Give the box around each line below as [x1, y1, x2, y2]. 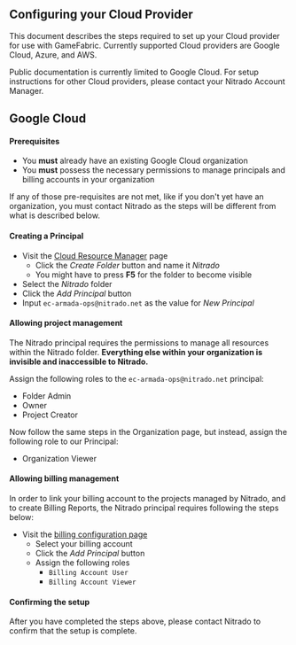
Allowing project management [9, 318, 123, 329]
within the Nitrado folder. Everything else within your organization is [9, 346, 263, 357]
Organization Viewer [21, 453, 97, 463]
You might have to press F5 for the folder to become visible [35, 269, 253, 280]
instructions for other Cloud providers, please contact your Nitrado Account [9, 75, 285, 87]
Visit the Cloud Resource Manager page [21, 250, 168, 260]
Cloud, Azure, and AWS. [9, 49, 97, 60]
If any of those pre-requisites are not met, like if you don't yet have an [9, 191, 264, 202]
